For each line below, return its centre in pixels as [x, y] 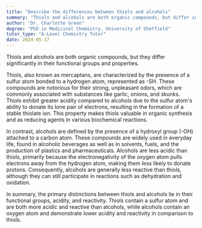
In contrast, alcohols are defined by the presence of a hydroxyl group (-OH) [100, 131]
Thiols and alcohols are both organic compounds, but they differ [86, 57]
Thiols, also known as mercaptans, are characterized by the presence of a [98, 75]
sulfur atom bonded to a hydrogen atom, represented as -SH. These [90, 81]
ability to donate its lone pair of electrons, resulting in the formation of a [95, 107]
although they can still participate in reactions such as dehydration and [94, 176]
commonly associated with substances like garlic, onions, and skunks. [93, 94]
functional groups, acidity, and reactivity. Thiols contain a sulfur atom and [97, 200]
